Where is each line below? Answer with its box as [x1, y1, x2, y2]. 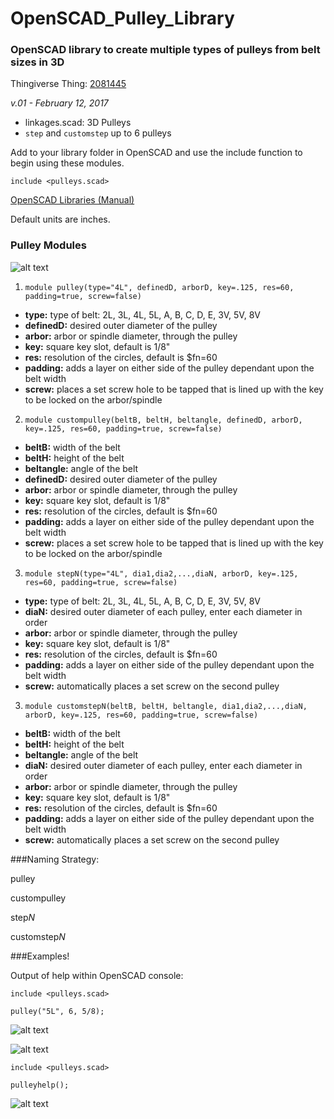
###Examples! [10, 950, 70, 962]
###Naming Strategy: [10, 853, 100, 865]
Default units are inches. [10, 213, 111, 226]
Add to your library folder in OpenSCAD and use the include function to [10, 147, 303, 159]
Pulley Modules [10, 238, 87, 252]
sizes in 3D [10, 55, 65, 69]
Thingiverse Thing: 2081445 [10, 78, 127, 90]
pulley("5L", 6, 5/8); [10, 1006, 105, 1016]
